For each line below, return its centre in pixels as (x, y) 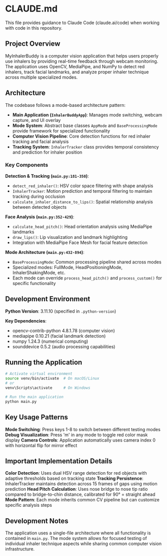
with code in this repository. (34, 28)
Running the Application (44, 363)
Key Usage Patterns (37, 417)
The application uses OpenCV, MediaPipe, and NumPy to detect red (75, 66)
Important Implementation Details (59, 461)
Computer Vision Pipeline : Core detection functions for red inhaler (81, 136)
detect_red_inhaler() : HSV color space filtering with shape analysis (83, 186)
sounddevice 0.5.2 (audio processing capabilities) (64, 346)
